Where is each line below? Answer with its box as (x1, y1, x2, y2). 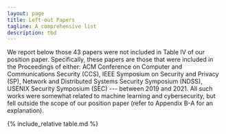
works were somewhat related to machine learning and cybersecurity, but (7, 92, 216, 100)
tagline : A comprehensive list (7, 23, 97, 30)
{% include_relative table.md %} (7, 120, 98, 128)
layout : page (7, 10, 45, 17)
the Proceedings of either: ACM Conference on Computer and (7, 63, 183, 71)
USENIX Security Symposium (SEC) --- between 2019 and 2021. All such (7, 85, 213, 93)
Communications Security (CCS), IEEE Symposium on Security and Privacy (7, 70, 219, 78)
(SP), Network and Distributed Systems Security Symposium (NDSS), (7, 77, 203, 86)
